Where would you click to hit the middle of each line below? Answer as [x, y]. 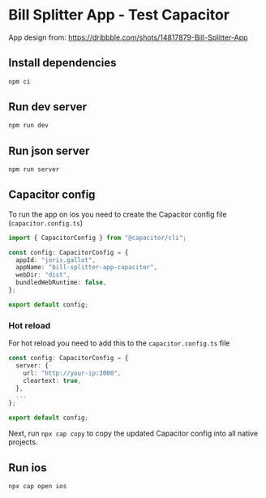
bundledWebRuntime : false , [61, 283]
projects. [23, 442]
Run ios [28, 468]
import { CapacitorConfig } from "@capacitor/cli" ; [97, 238]
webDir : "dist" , [43, 275]
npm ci [19, 82]
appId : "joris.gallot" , [56, 260]
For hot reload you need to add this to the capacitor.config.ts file [119, 343]
